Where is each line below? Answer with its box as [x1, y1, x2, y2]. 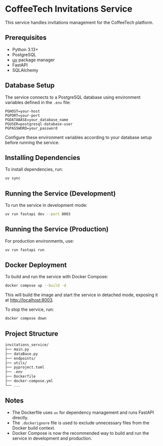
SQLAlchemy [12, 67, 38, 73]
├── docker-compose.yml [5, 378, 54, 383]
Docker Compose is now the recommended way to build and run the [12, 430, 149, 436]
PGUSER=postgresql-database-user [5, 122, 73, 126]
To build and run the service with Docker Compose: [5, 274, 109, 280]
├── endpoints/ [5, 356, 36, 361]
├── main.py [5, 347, 29, 352]
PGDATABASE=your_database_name [5, 117, 69, 122]
